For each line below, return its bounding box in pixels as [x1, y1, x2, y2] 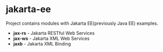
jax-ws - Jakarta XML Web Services [13, 35, 90, 41]
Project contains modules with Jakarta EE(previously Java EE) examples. [6, 20, 158, 26]
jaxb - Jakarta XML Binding [13, 40, 71, 46]
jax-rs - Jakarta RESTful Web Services [13, 30, 95, 36]
